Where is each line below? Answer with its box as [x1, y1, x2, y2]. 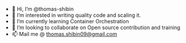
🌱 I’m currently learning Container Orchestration [11, 18, 129, 24]
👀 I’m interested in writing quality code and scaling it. [11, 12, 141, 19]
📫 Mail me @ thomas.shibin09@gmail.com [11, 31, 117, 37]
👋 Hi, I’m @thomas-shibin [11, 6, 74, 12]
